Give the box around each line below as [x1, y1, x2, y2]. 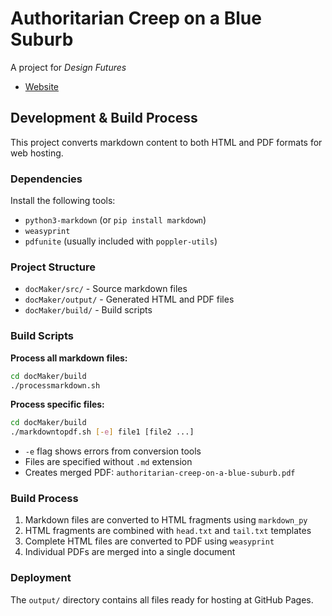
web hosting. [10, 147, 64, 159]
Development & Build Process [10, 110, 198, 127]
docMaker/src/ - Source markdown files [24, 283, 188, 295]
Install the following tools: [10, 195, 116, 207]
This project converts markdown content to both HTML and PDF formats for [10, 136, 323, 148]
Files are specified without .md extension [24, 456, 193, 468]
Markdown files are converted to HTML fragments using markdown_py [24, 514, 308, 526]
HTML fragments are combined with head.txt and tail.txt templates [24, 525, 312, 537]
